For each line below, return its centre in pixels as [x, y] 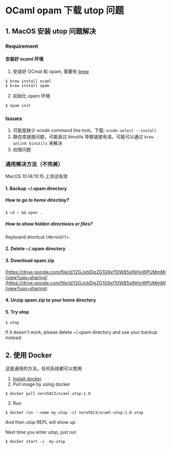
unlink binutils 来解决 [37, 143]
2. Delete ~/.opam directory [35, 249]
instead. [14, 338]
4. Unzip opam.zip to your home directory [51, 300]
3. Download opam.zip [30, 261]
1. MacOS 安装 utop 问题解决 [51, 31]
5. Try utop [17, 312]
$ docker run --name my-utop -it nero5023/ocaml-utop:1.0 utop [74, 413]
